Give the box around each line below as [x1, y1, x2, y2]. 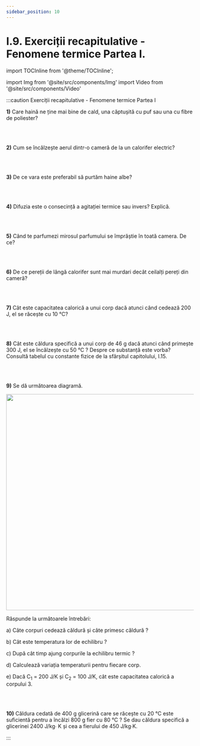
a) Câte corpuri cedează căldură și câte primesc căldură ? [6, 627, 149, 634]
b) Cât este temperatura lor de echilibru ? [6, 638, 107, 645]
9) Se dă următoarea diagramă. [6, 382, 83, 389]
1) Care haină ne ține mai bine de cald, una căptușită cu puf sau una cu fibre [6, 108, 193, 115]
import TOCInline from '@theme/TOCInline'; [6, 67, 114, 74]
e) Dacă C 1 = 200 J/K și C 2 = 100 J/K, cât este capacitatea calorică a [6, 673, 174, 681]
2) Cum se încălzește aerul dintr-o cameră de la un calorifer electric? [6, 144, 175, 151]
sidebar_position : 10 [6, 8, 60, 15]
